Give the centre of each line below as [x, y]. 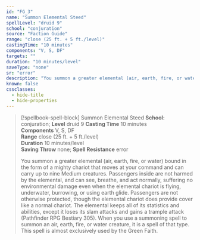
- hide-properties [35, 100]
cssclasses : [21, 90]
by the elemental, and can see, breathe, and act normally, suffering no [107, 180]
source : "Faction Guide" [37, 34]
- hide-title [28, 95]
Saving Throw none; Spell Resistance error [74, 149]
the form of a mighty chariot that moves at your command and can [102, 167]
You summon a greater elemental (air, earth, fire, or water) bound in [103, 161]
